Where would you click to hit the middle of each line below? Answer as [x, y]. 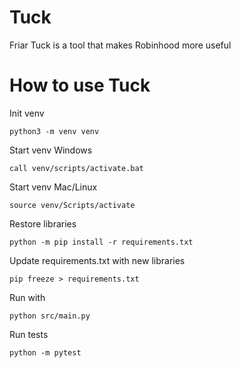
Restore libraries [43, 223]
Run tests [29, 334]
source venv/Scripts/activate [72, 205]
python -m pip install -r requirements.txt [101, 242]
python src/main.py [50, 316]
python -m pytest [45, 352]
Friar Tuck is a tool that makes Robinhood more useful [120, 45]
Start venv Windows [51, 150]
